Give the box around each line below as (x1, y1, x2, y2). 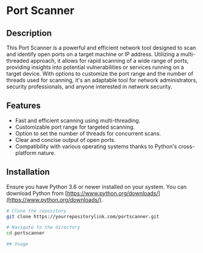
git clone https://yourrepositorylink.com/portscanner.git (6, 213, 160, 219)
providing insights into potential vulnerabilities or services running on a (6, 63, 184, 71)
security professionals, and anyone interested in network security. (6, 83, 173, 90)
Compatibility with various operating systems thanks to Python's (15, 143, 177, 150)
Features (6, 101, 41, 111)
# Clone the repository (6, 208, 67, 214)
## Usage (6, 241, 29, 248)
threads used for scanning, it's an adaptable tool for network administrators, (6, 77, 198, 84)
